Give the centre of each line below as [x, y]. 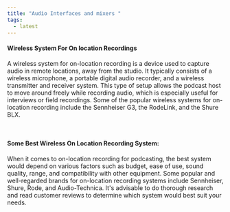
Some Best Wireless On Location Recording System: [83, 143]
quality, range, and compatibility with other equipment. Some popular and [111, 173]
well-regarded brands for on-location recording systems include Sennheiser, [115, 180]
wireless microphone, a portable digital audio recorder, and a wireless [106, 78]
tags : [15, 20]
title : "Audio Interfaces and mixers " [64, 13]
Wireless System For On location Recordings [72, 48]
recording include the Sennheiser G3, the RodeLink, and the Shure [125, 107]
